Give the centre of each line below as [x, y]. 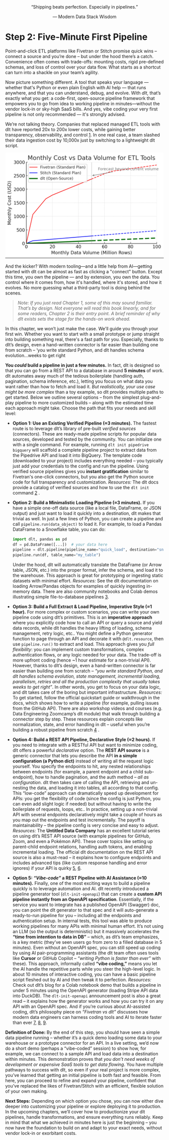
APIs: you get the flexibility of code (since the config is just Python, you [87, 799]
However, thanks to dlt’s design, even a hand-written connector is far [84, 666]
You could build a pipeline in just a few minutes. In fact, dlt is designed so [82, 365]
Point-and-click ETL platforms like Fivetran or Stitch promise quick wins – [81, 51]
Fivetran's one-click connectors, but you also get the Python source [83, 476]
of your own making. [26, 1091]
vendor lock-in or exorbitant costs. [41, 1133]
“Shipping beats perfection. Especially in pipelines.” [84, 7]
